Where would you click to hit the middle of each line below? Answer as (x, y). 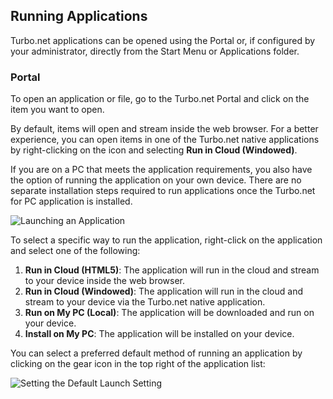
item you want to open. (57, 110)
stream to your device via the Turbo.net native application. (145, 302)
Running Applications (79, 16)
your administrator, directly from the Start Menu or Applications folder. (155, 51)
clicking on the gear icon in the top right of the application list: (138, 364)
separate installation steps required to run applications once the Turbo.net (163, 191)
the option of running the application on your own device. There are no (156, 180)
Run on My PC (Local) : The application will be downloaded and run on (169, 313)
